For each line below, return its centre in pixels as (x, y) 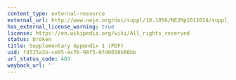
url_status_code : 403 (39, 59)
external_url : (28, 20)
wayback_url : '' (31, 65)
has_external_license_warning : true (61, 26)
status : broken (29, 40)
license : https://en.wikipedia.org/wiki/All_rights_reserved (99, 33)
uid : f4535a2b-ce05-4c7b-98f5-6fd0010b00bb (72, 53)
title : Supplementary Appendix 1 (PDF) (66, 46)
